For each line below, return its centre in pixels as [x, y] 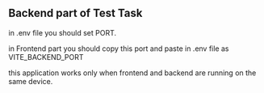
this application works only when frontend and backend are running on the [132, 73]
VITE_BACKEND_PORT [46, 57]
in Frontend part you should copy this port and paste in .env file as [119, 49]
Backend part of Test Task [75, 13]
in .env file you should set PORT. [63, 32]
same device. [31, 81]
